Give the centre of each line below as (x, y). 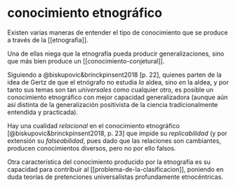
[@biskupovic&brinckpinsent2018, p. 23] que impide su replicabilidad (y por (117, 133)
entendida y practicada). (43, 112)
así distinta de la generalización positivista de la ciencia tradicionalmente (113, 104)
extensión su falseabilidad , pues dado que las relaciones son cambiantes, (114, 140)
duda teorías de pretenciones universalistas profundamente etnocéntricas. (115, 177)
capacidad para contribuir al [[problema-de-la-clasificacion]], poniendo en (116, 169)
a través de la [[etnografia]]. (48, 39)
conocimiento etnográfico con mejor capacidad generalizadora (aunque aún (118, 97)
